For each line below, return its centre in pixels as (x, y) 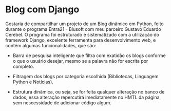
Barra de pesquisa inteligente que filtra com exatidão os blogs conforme (89, 55)
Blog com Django (42, 10)
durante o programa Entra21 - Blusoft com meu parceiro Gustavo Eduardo (83, 29)
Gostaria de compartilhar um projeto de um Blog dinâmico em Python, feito (84, 24)
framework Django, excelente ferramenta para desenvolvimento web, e (81, 40)
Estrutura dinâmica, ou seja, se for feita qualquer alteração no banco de (89, 91)
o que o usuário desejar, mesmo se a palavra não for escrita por (80, 61)
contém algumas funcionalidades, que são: (51, 45)
